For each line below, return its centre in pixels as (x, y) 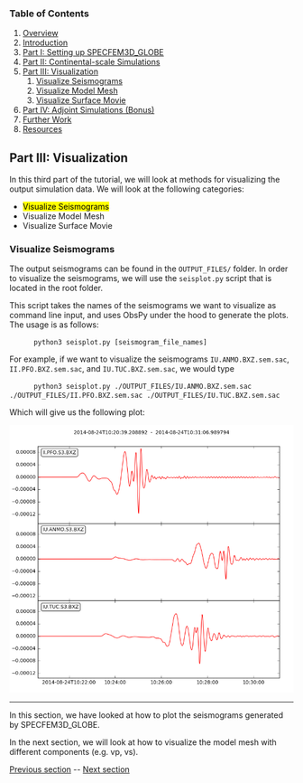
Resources (42, 129)
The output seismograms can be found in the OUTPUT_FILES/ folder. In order (149, 269)
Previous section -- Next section (70, 769)
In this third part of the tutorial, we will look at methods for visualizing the (145, 180)
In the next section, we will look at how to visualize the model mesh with (143, 742)
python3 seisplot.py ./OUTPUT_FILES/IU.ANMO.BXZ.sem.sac (142, 387)
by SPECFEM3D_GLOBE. (55, 724)
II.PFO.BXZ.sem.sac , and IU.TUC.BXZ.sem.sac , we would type (122, 369)
